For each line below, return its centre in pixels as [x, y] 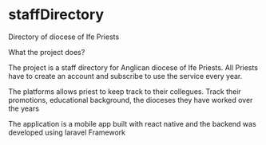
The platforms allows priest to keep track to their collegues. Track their [125, 91]
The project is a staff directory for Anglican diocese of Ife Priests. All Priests [133, 67]
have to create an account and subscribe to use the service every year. [125, 76]
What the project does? [47, 52]
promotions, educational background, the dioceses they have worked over [131, 100]
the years [24, 108]
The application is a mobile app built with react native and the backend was [133, 123]
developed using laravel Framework [67, 132]
